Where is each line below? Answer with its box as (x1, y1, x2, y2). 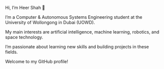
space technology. (5, 34, 43, 40)
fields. (5, 49, 18, 55)
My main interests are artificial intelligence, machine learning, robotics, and (5, 29, 160, 34)
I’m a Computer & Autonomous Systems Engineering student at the (5, 14, 143, 20)
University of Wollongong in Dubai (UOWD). (5, 20, 95, 25)
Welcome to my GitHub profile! (5, 59, 68, 64)
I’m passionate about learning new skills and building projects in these (5, 44, 149, 49)
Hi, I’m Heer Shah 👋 (5, 5, 45, 10)
